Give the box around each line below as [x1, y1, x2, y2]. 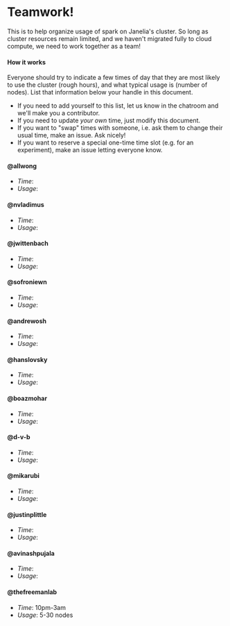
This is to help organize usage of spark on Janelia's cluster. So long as [7, 27, 209, 35]
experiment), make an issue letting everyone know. [17, 146, 163, 154]
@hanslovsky [7, 355, 48, 363]
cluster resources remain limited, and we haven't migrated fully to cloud [7, 34, 212, 42]
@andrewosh [7, 317, 47, 325]
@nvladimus [7, 200, 45, 208]
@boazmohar [7, 394, 47, 402]
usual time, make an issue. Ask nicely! [17, 131, 126, 140]
